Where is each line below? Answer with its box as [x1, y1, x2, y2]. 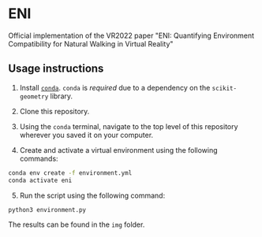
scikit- [211, 84, 238, 92]
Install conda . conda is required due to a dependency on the [19, 83, 211, 92]
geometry [19, 92, 49, 101]
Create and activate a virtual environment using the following [19, 145, 219, 154]
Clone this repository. [19, 106, 90, 116]
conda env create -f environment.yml [8, 168, 133, 177]
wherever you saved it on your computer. [19, 130, 154, 139]
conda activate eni [8, 176, 73, 184]
